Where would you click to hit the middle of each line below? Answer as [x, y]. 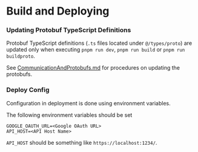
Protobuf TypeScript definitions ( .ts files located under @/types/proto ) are [99, 43]
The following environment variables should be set [69, 115]
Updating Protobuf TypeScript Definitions [69, 30]
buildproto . [21, 56]
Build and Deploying [58, 11]
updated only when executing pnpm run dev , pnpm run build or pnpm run [96, 50]
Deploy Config [28, 90]
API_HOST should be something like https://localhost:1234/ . [82, 142]
